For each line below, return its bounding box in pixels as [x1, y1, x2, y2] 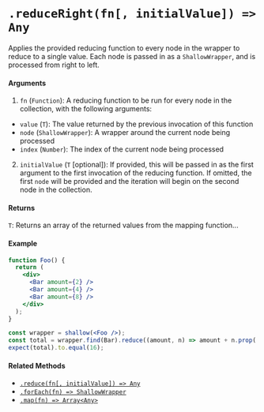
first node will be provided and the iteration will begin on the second [19, 177, 239, 186]
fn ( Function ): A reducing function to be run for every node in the [19, 96, 232, 105]
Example [8, 238, 38, 248]
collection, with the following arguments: [19, 104, 153, 114]
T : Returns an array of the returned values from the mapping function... [8, 220, 239, 230]
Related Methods [8, 361, 66, 370]
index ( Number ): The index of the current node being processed [19, 144, 224, 154]
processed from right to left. [8, 60, 100, 69]
